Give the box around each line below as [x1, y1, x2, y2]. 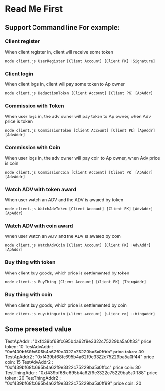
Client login [5, 70, 33, 77]
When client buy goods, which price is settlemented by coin [5, 302, 127, 308]
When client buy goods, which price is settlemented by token [5, 270, 130, 276]
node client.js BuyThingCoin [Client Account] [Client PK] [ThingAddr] [5, 312, 155, 316]
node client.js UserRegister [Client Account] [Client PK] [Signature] [5, 58, 155, 64]
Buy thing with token [5, 259, 56, 266]
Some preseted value [5, 325, 72, 334]
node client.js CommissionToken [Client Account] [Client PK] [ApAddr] [5, 128, 155, 133]
